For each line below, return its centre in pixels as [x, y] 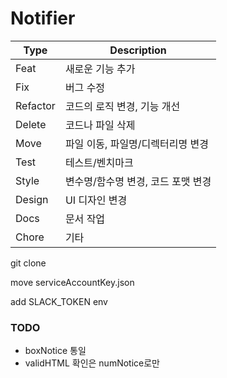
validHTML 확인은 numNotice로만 [92, 363]
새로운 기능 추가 [100, 69]
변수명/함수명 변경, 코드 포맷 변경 [138, 181]
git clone [28, 263]
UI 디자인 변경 [96, 200]
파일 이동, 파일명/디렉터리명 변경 [136, 144]
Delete [31, 124]
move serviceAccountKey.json [72, 282]
